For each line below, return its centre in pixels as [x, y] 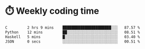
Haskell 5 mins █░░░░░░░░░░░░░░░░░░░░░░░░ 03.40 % [72, 37]
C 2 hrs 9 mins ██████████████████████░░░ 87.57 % [72, 27]
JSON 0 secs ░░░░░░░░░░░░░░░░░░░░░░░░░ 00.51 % [72, 42]
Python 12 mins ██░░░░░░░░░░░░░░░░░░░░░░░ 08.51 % [72, 32]
